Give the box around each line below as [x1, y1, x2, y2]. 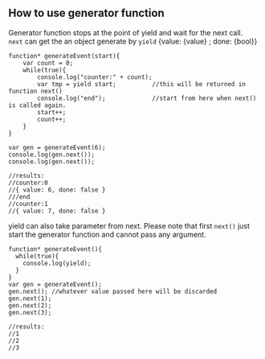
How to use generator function [8, 6, 165, 20]
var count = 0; [22, 59, 74, 67]
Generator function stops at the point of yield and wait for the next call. [8, 27, 243, 37]
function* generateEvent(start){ [8, 52, 120, 60]
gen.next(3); [8, 308, 52, 316]
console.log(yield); [22, 259, 92, 267]
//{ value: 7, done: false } [8, 207, 106, 215]
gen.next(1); [8, 294, 52, 303]
